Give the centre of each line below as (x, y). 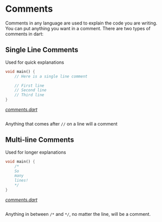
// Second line (31, 90)
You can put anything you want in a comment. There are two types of (78, 28)
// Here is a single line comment (51, 76)
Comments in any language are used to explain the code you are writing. (81, 23)
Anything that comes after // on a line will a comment (61, 124)
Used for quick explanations (35, 62)
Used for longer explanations (36, 152)
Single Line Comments (42, 50)
